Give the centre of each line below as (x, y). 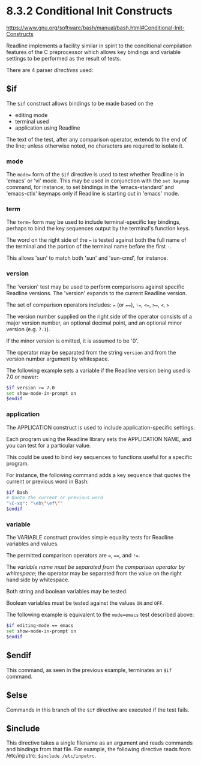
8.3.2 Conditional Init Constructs (89, 11)
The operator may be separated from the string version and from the (91, 352)
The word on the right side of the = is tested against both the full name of (97, 240)
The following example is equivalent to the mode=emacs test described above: (100, 615)
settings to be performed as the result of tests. (64, 58)
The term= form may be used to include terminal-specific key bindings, (94, 222)
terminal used (32, 121)
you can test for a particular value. (49, 445)
